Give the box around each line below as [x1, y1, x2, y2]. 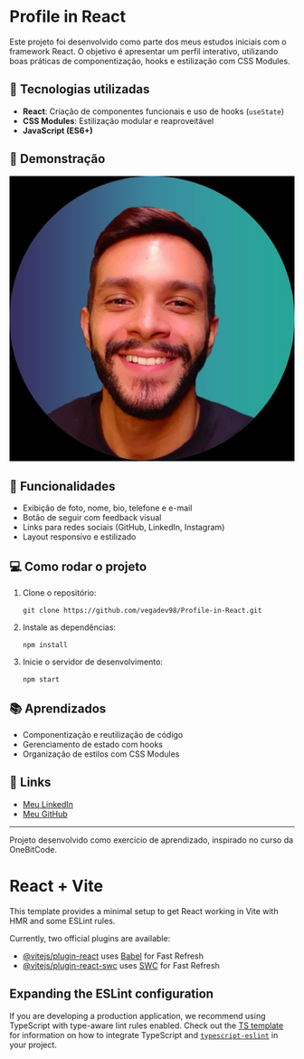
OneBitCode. [9, 844, 57, 854]
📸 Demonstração [9, 151, 106, 167]
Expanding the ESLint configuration [9, 987, 214, 1002]
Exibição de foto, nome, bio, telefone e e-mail [22, 502, 193, 513]
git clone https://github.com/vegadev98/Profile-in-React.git [22, 606, 262, 615]
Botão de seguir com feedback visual [22, 512, 162, 523]
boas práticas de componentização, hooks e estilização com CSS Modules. [9, 55, 291, 66]
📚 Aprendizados [9, 701, 107, 716]
